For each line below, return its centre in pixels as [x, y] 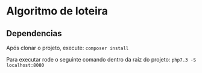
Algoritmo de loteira [57, 11]
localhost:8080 [25, 65]
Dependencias [34, 33]
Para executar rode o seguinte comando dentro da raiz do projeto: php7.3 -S [101, 59]
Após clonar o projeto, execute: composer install [68, 48]
